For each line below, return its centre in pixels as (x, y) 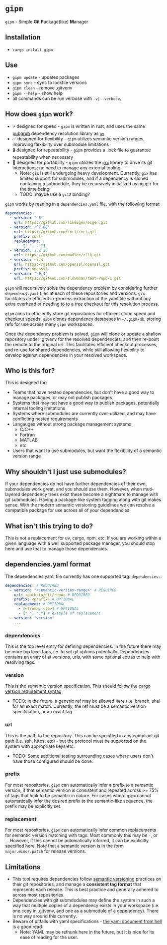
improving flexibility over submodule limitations (61, 144)
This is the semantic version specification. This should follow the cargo (78, 686)
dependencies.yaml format (48, 564)
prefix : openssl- (32, 269)
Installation (23, 37)
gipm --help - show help (38, 93)
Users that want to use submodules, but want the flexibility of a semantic (87, 451)
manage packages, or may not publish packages (62, 398)
